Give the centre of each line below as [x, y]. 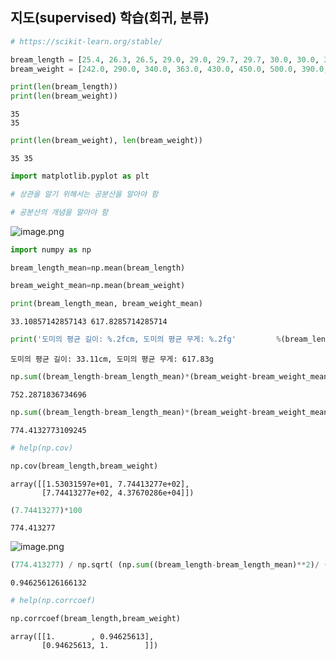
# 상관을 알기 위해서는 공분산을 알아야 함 [84, 194]
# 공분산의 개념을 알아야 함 [59, 212]
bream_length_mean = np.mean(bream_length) [98, 268]
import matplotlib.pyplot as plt [80, 176]
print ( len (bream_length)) [64, 87]
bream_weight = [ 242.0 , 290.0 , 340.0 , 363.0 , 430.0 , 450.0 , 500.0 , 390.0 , [169, 69]
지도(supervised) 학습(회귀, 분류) [110, 18]
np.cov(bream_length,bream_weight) [84, 466]
